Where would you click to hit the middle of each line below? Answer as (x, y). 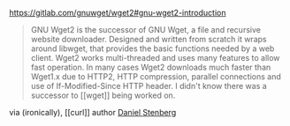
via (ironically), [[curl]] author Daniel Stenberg (93, 112)
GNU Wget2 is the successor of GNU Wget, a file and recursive (145, 30)
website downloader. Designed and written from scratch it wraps (149, 39)
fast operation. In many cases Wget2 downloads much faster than (151, 67)
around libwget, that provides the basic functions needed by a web (153, 48)
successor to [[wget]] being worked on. (103, 95)
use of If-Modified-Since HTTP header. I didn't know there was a (149, 86)
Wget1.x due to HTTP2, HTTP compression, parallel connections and (156, 77)
